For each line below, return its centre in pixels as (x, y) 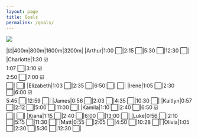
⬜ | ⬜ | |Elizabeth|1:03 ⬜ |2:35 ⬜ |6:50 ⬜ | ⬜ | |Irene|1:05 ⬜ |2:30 (90, 86)
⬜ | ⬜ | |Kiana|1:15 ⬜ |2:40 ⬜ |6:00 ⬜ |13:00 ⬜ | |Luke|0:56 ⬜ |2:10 (92, 116)
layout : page (22, 11)
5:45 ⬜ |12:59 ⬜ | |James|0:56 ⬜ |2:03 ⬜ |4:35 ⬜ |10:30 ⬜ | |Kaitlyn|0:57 (99, 101)
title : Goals (22, 17)
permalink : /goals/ (30, 22)
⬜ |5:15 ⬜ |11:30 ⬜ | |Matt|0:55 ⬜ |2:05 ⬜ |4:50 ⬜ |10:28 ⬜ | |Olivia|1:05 (98, 122)
